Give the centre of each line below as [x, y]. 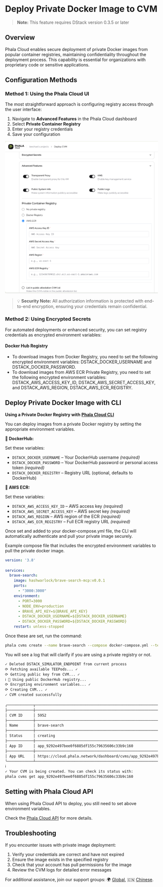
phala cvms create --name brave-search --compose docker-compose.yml [77, 645]
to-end [24, 306]
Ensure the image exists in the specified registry [60, 859]
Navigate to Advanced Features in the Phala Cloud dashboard [74, 119]
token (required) [28, 468]
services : [15, 570]
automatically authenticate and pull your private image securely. [69, 536]
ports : [20, 586]
